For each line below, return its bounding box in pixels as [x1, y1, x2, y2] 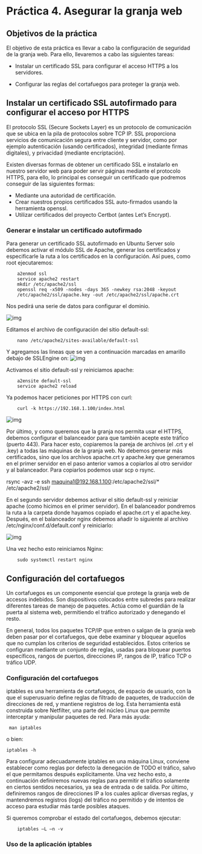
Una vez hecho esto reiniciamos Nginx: [6, 545, 104, 553]
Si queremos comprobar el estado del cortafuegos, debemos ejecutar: [6, 814, 181, 822]
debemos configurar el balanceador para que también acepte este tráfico [6, 434, 189, 441]
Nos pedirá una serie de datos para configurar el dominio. [6, 303, 150, 310]
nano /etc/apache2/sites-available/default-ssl [17, 338, 139, 344]
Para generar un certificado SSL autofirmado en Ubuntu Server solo [6, 240, 175, 247]
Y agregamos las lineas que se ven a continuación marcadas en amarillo [6, 348, 186, 356]
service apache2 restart [17, 276, 80, 282]
